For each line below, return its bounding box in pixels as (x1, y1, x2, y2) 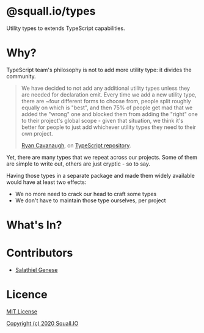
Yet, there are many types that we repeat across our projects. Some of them (6, 153, 197, 161)
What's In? (6, 218, 62, 232)
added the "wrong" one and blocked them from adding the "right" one (21, 110, 199, 117)
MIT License (6, 307, 38, 315)
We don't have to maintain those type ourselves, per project (15, 197, 166, 204)
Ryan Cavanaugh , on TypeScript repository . (21, 142, 131, 149)
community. (6, 72, 36, 80)
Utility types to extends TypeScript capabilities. (6, 24, 125, 32)
